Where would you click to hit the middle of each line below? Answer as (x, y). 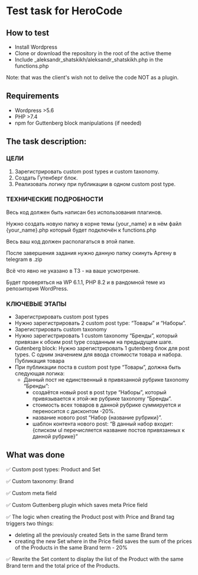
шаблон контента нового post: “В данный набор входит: (103, 424)
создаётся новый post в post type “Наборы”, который (99, 392)
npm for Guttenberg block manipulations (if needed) (78, 123)
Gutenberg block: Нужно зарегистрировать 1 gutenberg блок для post (102, 349)
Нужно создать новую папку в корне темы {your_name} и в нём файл (94, 223)
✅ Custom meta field (32, 493)
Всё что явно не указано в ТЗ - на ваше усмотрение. (73, 270)
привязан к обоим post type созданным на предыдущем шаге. (94, 342)
